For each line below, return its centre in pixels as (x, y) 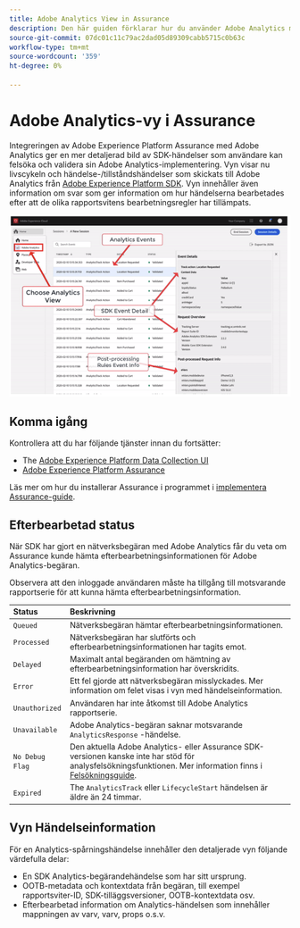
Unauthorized (37, 709)
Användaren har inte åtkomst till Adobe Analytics (159, 703)
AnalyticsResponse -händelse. (125, 734)
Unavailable (35, 731)
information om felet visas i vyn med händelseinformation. (176, 690)
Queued (25, 625)
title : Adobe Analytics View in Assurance (89, 19)
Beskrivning (93, 612)
